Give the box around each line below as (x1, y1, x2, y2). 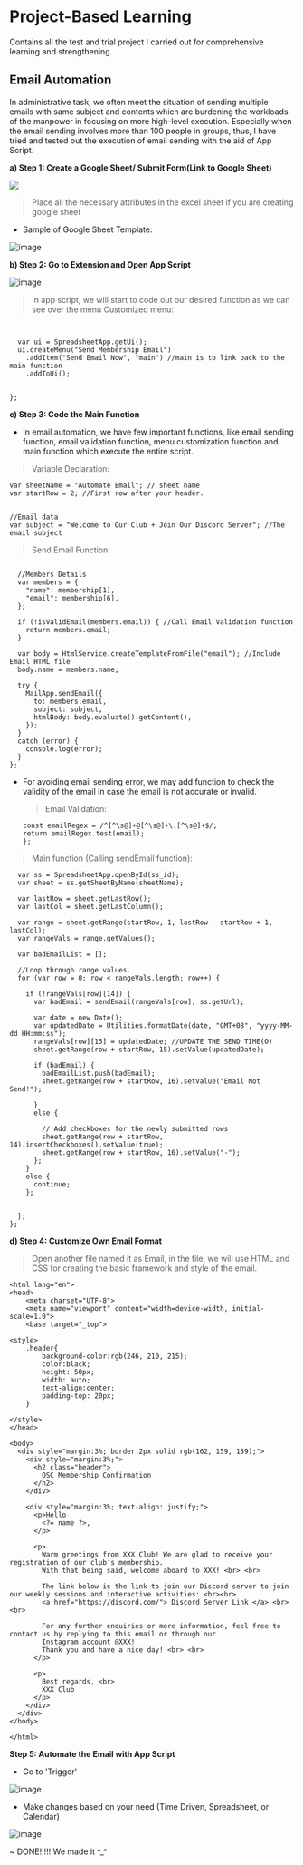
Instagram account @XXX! (42, 1637, 136, 1646)
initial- (232, 1304, 265, 1313)
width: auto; (42, 1375, 91, 1384)
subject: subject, (33, 705, 103, 714)
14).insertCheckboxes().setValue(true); (9, 1140, 165, 1149)
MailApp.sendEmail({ (25, 688, 103, 698)
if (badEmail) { (33, 1060, 95, 1069)
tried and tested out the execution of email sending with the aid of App (9, 134, 272, 146)
